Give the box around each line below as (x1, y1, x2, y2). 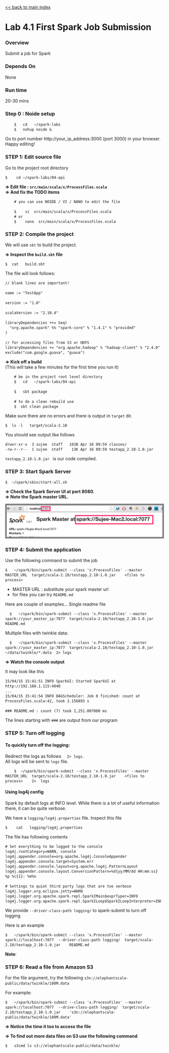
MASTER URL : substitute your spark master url (12, 586, 109, 592)
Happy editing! (5, 141, 35, 147)
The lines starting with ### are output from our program (5, 717, 118, 723)
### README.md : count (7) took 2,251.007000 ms (5, 708, 107, 714)
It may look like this (5, 669, 44, 675)
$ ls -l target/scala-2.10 (5, 423, 68, 428)
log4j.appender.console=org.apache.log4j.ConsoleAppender (5, 854, 127, 859)
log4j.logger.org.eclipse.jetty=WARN (5, 889, 83, 894)
